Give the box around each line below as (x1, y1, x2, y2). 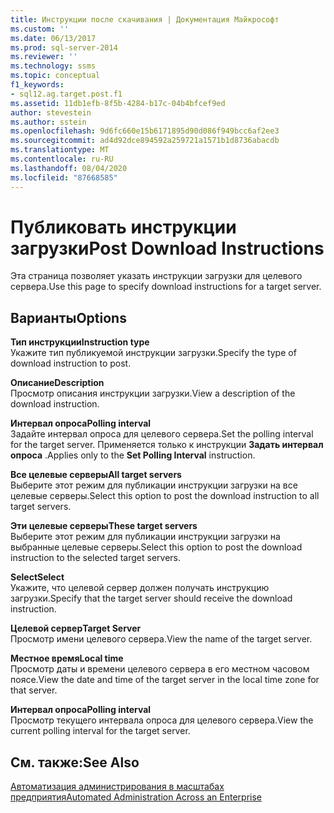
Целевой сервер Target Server (10, 622, 142, 635)
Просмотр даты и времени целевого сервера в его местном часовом (10, 663, 310, 675)
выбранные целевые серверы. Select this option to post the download (10, 541, 303, 553)
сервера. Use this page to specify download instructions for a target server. (10, 281, 322, 293)
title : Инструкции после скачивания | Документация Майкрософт (10, 14, 280, 25)
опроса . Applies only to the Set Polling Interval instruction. (10, 449, 256, 461)
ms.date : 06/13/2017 (10, 33, 97, 43)
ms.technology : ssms (10, 61, 97, 71)
